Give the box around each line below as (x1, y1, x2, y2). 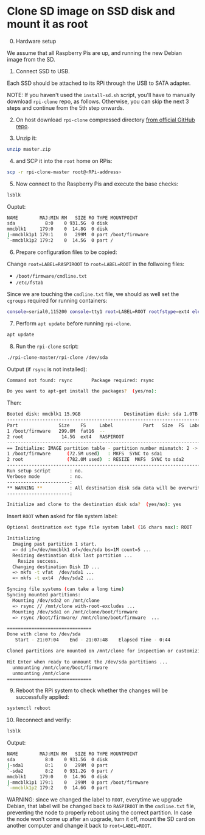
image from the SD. (7, 56, 55, 63)
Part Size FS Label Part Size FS (7, 422, 184, 428)
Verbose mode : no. (7, 473, 84, 480)
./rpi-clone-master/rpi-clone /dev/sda (7, 354, 108, 361)
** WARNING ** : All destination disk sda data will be (7, 485, 176, 491)
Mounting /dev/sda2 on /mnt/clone (12, 597, 100, 604)
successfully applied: (15, 693, 69, 701)
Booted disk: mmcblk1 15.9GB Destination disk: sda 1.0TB (7, 411, 198, 417)
